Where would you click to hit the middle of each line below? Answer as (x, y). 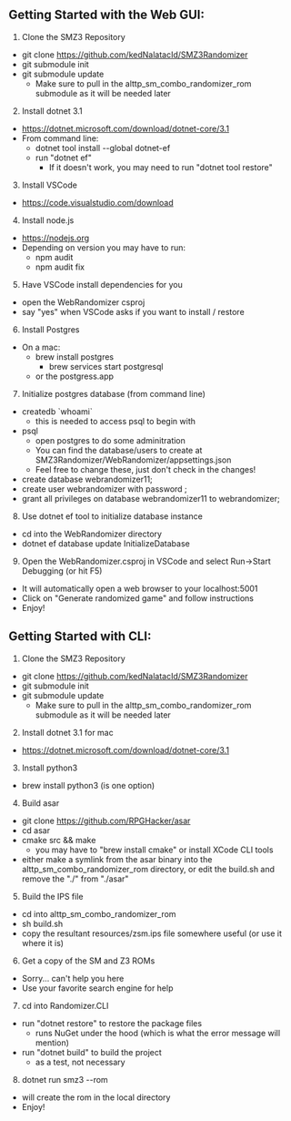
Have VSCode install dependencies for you (102, 284)
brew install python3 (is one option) (88, 785)
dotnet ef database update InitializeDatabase (105, 543)
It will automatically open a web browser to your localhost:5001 (140, 588)
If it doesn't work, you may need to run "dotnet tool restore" (161, 167)
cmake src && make (59, 840)
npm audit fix (60, 267)
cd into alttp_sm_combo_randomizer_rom (99, 913)
